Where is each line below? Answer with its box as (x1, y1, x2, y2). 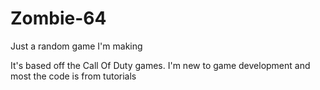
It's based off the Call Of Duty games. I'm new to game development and (10, 59, 311, 71)
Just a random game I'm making (10, 40, 143, 52)
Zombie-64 (10, 7, 107, 30)
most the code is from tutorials (10, 70, 137, 82)
